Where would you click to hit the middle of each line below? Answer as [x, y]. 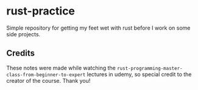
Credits [21, 53]
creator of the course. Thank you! [48, 80]
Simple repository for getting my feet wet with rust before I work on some [98, 28]
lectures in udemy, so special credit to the [139, 74]
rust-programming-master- [150, 68]
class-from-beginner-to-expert [46, 75]
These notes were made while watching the [61, 68]
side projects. [23, 34]
